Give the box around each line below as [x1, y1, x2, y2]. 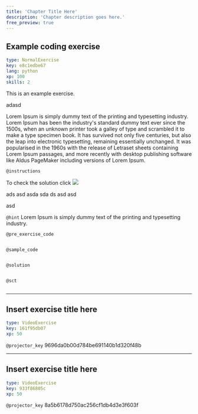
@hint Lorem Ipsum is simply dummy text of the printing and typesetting [6, 213, 181, 220]
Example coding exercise [6, 41, 100, 51]
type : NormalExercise [6, 57, 60, 63]
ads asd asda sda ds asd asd [6, 190, 77, 198]
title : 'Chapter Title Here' [6, 8, 78, 15]
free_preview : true [6, 19, 54, 25]
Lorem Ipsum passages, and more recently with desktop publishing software [6, 150, 192, 157]
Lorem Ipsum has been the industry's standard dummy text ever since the [6, 119, 186, 126]
